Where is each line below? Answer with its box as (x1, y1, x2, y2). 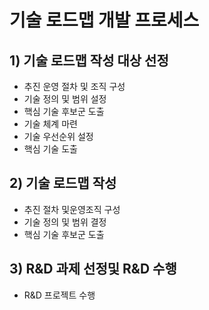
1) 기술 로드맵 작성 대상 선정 (9, 52, 169, 69)
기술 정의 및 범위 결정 (23, 216, 107, 228)
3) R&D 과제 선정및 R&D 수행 (9, 261, 177, 278)
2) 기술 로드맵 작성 (9, 175, 117, 192)
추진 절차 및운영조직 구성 (23, 203, 121, 215)
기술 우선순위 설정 (23, 131, 94, 142)
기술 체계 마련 (23, 118, 78, 130)
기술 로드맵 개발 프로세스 (9, 9, 200, 32)
